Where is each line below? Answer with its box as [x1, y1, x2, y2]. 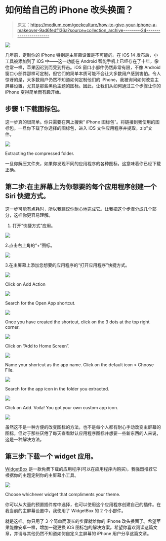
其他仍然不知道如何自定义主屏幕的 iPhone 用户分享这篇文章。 [26, 531, 152, 537]
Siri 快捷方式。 [5, 192, 50, 200]
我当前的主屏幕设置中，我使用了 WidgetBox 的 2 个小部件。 [5, 508, 126, 514]
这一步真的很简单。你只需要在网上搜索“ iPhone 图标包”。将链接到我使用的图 [5, 119, 160, 125]
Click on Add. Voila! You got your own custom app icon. [5, 404, 119, 410]
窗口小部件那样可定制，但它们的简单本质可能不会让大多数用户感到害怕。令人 [5, 70, 161, 77]
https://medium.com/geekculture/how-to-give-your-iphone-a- [30, 22, 158, 28]
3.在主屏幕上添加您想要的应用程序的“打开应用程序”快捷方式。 [5, 262, 130, 268]
